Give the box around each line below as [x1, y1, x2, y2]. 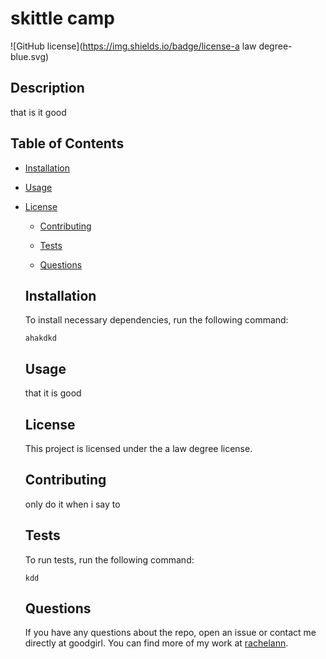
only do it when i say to [24, 498, 121, 510]
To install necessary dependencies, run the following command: [24, 314, 289, 326]
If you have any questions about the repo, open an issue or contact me [24, 627, 317, 639]
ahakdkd [24, 333, 57, 344]
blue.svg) [10, 50, 50, 62]
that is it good [10, 106, 67, 118]
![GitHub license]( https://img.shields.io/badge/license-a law [10, 40, 257, 52]
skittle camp [10, 7, 115, 30]
